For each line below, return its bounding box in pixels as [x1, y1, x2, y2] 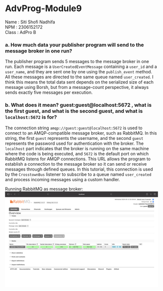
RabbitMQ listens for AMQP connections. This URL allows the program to [5, 156, 151, 162]
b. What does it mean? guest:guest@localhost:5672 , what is [5, 102, 152, 108]
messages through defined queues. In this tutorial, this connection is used [5, 166, 153, 172]
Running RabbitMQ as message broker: [5, 186, 83, 192]
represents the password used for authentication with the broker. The [5, 140, 144, 146]
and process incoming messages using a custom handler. [5, 176, 120, 182]
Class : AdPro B [5, 29, 36, 35]
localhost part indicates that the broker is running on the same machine [5, 145, 149, 151]
